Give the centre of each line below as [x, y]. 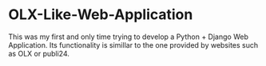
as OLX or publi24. [39, 53]
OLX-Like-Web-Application [101, 15]
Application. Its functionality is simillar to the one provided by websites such [133, 45]
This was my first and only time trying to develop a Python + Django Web [129, 37]
